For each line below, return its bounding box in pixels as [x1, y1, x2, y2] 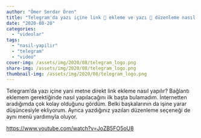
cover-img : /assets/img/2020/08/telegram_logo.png [6, 59, 136, 65]
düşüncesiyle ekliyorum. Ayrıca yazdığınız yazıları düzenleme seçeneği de [6, 107, 191, 114]
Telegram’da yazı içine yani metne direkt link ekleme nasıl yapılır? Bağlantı [6, 87, 190, 94]
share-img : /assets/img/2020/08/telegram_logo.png [6, 65, 136, 71]
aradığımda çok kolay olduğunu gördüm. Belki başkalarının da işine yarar [6, 100, 187, 108]
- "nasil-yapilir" [11, 43, 59, 49]
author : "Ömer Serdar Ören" [6, 8, 77, 15]
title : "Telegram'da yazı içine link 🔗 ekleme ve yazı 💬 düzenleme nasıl [6, 15, 196, 21]
